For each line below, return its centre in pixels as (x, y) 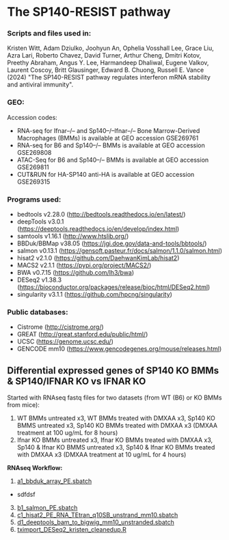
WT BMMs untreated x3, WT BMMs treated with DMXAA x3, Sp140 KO (116, 418)
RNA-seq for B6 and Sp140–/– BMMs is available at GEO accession (111, 145)
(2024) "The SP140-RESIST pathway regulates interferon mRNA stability (109, 77)
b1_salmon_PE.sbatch (47, 508)
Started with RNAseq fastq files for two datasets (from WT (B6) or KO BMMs (114, 397)
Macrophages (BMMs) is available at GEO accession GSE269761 (108, 138)
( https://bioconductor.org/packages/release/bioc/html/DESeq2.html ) (113, 287)
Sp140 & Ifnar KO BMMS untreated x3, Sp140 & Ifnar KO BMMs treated (116, 447)
